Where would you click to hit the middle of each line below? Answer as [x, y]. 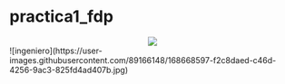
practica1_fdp [61, 17]
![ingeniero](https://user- [56, 51]
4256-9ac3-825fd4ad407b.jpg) [69, 70]
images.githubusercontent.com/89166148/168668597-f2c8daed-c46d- [143, 60]
